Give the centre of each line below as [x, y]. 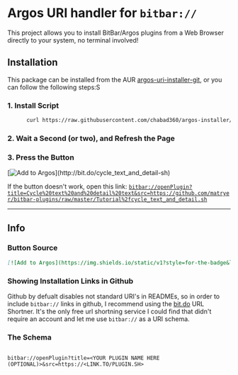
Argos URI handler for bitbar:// [102, 13]
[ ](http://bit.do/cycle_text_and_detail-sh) [89, 173]
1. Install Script [33, 106]
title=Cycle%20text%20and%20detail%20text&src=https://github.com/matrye [119, 194]
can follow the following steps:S [54, 87]
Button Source [33, 248]
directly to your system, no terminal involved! [73, 40]
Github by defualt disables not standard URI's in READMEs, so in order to [114, 296]
